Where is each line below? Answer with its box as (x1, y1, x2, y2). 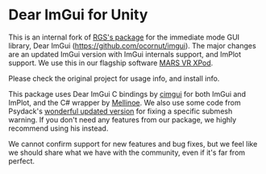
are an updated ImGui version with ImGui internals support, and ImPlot (8, 49, 242, 59)
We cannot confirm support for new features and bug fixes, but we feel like (8, 139, 258, 148)
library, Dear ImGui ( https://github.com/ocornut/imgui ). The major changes (8, 40, 256, 50)
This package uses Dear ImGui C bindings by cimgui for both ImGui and (8, 89, 246, 98)
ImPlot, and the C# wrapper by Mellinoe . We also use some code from (8, 97, 241, 107)
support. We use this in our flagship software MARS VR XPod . (8, 58, 214, 68)
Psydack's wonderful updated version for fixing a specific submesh (8, 106, 233, 116)
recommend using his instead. (8, 123, 109, 133)
